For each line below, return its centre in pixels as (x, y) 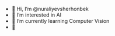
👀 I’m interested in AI (36, 15)
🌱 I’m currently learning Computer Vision (60, 21)
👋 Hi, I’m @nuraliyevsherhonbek (50, 9)
